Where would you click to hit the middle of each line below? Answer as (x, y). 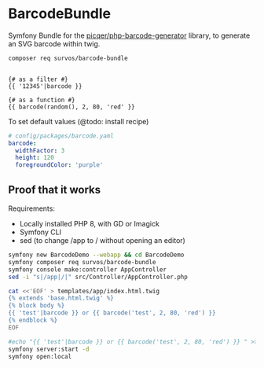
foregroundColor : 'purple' (59, 165)
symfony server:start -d (49, 349)
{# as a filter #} (38, 79)
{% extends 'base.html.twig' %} (61, 298)
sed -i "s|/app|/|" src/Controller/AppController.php (98, 277)
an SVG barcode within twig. (54, 43)
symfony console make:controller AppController (88, 269)
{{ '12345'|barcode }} (45, 86)
